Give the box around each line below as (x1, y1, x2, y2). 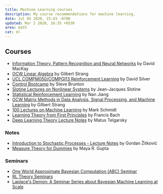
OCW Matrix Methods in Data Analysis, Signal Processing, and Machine (12, 97, 155, 102)
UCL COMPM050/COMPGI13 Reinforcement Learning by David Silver (12, 76, 150, 81)
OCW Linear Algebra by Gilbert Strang (12, 71, 89, 77)
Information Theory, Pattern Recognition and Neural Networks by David (12, 60, 155, 66)
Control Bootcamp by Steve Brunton (12, 81, 84, 87)
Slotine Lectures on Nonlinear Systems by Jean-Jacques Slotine (12, 86, 141, 92)
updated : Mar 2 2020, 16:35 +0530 (5, 20, 75, 26)
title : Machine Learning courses (5, 7, 73, 12)
